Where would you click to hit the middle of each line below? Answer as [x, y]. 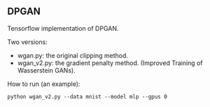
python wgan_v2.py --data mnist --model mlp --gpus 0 [87, 97]
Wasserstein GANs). [46, 70]
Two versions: [27, 42]
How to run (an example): [44, 84]
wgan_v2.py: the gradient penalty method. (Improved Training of [110, 63]
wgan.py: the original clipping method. [72, 55]
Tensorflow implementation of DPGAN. [63, 28]
